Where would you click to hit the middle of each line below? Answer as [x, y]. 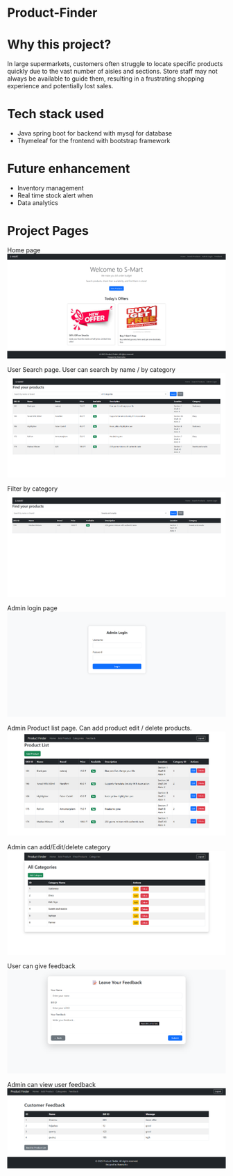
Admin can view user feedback [51, 1084]
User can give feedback [41, 966]
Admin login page [32, 608]
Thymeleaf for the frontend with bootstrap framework [94, 141]
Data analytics [38, 203]
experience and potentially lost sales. [60, 86]
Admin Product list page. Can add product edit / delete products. [100, 728]
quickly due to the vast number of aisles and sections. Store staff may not [113, 72]
